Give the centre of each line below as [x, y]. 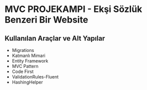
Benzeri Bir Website [46, 20]
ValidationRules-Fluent [35, 77]
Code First [22, 71]
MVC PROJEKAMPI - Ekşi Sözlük [73, 9]
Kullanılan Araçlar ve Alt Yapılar [55, 38]
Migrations [23, 50]
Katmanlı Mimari [28, 55]
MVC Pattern [25, 66]
